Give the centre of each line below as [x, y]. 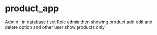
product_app [32, 9]
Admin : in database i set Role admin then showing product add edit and [79, 22]
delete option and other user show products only [55, 27]
